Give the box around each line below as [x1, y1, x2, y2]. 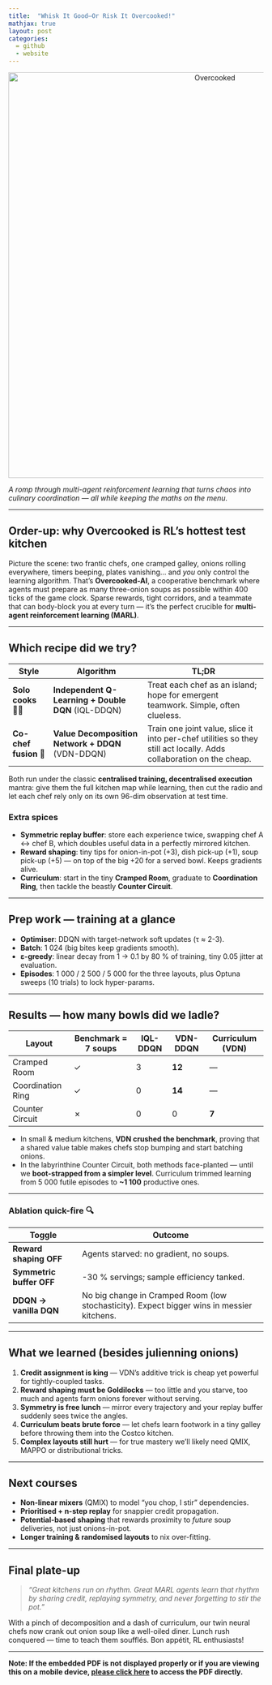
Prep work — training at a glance [8, 913, 176, 926]
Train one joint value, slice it [147, 723, 253, 734]
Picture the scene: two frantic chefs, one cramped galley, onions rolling [8, 558, 246, 568]
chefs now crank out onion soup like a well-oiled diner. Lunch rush [8, 1627, 231, 1636]
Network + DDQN [53, 737, 121, 749]
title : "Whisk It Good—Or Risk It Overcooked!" [8, 11, 176, 20]
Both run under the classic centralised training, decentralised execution [8, 774, 253, 784]
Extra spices [8, 811, 58, 823]
